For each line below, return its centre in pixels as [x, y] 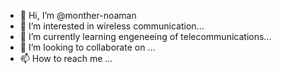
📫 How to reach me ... [66, 58]
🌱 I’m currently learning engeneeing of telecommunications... [145, 36]
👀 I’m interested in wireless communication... [112, 26]
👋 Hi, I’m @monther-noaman [78, 15]
